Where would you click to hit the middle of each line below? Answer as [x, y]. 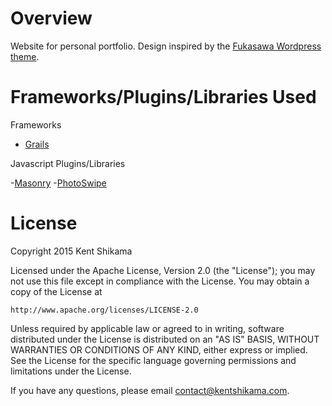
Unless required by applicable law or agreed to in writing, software [147, 328]
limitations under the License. [71, 371]
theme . [25, 56]
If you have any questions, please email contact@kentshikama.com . [150, 390]
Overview [51, 18]
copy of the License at [56, 291]
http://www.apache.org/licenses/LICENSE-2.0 [104, 310]
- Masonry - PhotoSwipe [58, 183]
